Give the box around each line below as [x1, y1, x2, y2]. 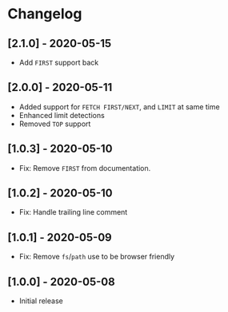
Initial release [18, 296, 63, 306]
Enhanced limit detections [18, 110, 105, 120]
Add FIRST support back [18, 57, 99, 67]
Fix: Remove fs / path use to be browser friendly [18, 252, 175, 262]
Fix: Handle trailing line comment [18, 207, 128, 217]
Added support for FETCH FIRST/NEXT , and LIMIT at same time [18, 101, 221, 112]
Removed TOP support [18, 119, 91, 128]
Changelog [7, 5, 82, 23]
